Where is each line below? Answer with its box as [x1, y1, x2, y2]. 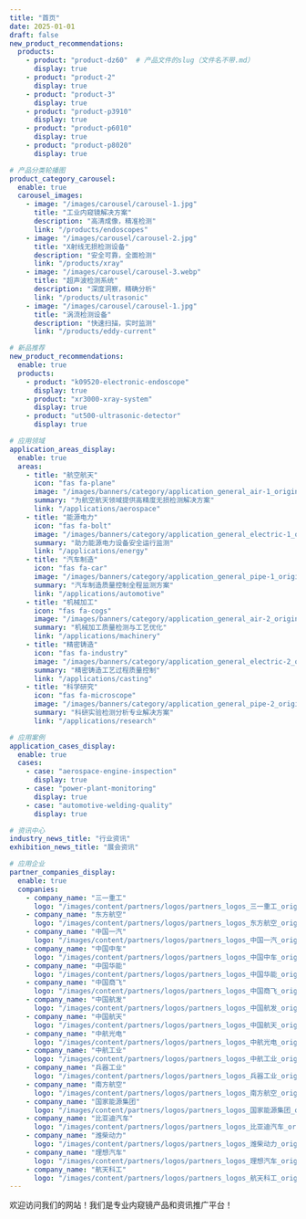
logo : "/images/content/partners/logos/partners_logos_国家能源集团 [33, 1106, 291, 1115]
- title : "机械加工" [25, 597, 98, 607]
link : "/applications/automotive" [33, 589, 166, 598]
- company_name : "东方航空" [25, 910, 127, 920]
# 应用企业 [9, 859, 46, 868]
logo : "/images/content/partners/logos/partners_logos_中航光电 [33, 1037, 278, 1046]
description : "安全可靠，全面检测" [33, 250, 157, 260]
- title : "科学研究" [25, 682, 98, 692]
